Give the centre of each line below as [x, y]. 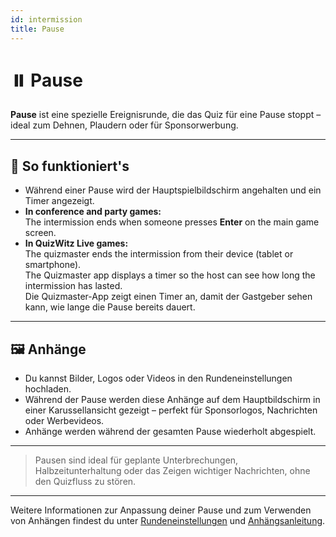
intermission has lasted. [73, 286]
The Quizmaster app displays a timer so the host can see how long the [170, 275]
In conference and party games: [93, 212]
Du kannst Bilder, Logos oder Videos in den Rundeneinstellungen [158, 378]
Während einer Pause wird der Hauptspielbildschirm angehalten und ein [173, 190]
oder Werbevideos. [64, 421]
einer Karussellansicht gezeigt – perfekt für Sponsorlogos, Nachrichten [171, 410]
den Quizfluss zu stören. [85, 482]
